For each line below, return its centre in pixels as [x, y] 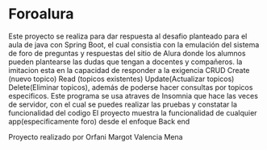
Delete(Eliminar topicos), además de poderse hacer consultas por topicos [131, 87]
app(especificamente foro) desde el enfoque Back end [99, 121]
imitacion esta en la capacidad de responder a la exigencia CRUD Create [129, 70]
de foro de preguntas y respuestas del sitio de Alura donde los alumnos [127, 53]
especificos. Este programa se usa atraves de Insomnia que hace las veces [133, 95]
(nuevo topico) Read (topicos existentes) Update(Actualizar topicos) [121, 79]
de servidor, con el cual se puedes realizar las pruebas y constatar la [123, 104]
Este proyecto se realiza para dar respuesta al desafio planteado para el [128, 36]
